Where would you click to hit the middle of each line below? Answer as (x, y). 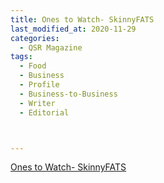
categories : (35, 38)
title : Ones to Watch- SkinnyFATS (82, 19)
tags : (21, 57)
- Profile (39, 85)
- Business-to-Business (68, 94)
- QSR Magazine (51, 47)
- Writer (37, 103)
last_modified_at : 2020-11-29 (73, 29)
